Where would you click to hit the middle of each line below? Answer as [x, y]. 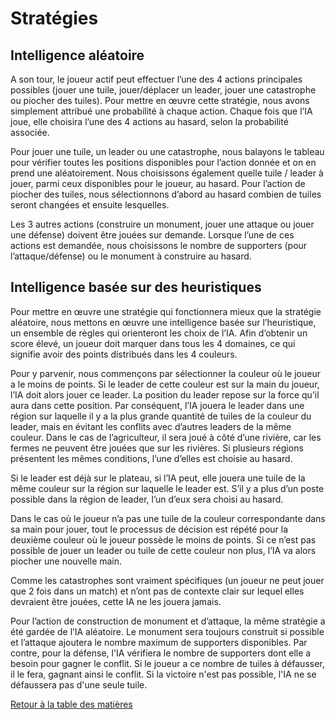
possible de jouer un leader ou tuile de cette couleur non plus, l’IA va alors [163, 550]
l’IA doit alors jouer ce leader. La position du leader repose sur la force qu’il [165, 394]
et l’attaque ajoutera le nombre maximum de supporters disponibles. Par [159, 642]
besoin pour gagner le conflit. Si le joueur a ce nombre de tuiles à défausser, [167, 663]
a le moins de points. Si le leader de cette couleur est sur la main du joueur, [165, 384]
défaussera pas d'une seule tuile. [79, 684]
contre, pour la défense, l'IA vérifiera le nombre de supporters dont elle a [161, 653]
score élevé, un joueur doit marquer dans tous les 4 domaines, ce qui [153, 343]
